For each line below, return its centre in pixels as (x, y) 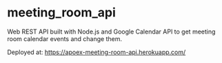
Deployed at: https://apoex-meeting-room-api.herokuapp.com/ (97, 52)
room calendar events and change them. (65, 38)
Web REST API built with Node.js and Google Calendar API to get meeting (111, 32)
